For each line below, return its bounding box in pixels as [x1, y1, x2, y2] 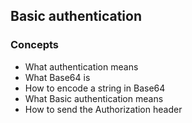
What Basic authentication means [24, 92, 164, 104]
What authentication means [24, 60, 139, 73]
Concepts [10, 38, 60, 52]
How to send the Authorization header [24, 103, 183, 115]
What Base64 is [24, 71, 91, 83]
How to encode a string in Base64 [24, 82, 166, 94]
